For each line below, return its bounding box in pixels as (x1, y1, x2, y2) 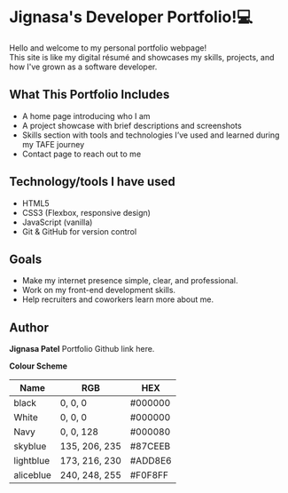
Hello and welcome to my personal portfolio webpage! (9, 42, 206, 53)
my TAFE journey (21, 139, 85, 149)
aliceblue (13, 469, 51, 481)
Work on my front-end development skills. (21, 285, 175, 296)
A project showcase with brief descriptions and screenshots (21, 120, 242, 131)
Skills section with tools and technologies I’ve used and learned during (21, 130, 280, 140)
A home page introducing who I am (21, 110, 151, 121)
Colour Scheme (9, 361, 68, 371)
